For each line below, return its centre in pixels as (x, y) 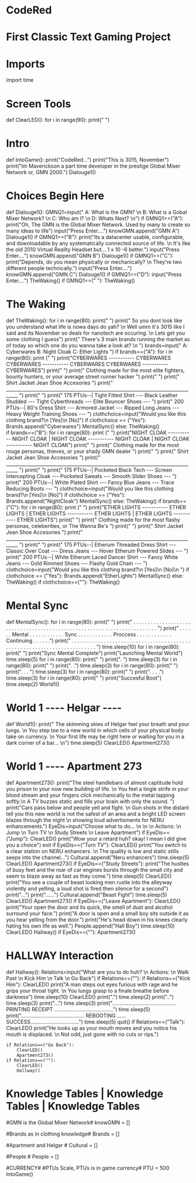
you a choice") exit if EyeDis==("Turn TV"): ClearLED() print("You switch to (97, 845)
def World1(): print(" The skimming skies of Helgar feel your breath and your (98, 724)
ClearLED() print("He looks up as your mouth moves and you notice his (92, 1028)
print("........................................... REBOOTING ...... (66, 1015)
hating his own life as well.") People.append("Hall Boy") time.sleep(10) (90, 926)
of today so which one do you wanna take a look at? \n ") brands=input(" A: (97, 346)
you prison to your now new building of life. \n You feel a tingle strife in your (97, 789)
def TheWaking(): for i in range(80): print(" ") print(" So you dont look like (94, 321)
